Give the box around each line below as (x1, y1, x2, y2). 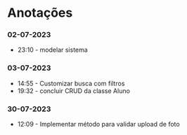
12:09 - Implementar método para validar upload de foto (17, 120, 181, 129)
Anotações (7, 5, 73, 21)
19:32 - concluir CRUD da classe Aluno (17, 86, 130, 95)
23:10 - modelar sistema (17, 45, 88, 54)
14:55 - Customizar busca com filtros (17, 79, 125, 87)
